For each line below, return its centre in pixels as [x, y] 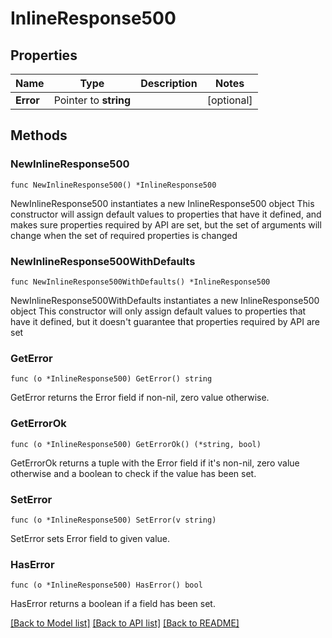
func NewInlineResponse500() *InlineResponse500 [113, 185]
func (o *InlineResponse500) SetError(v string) [113, 520]
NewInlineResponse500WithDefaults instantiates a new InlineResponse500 [165, 300]
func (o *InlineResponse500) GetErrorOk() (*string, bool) [136, 444]
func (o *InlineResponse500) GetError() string [111, 379]
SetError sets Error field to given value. [90, 538]
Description [169, 83]
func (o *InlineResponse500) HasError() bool [106, 585]
